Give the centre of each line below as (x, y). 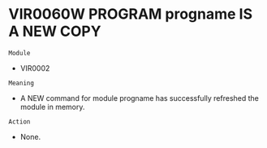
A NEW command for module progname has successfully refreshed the (140, 98)
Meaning (22, 83)
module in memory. (52, 107)
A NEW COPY (55, 31)
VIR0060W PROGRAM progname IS (131, 14)
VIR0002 (35, 68)
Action (19, 122)
